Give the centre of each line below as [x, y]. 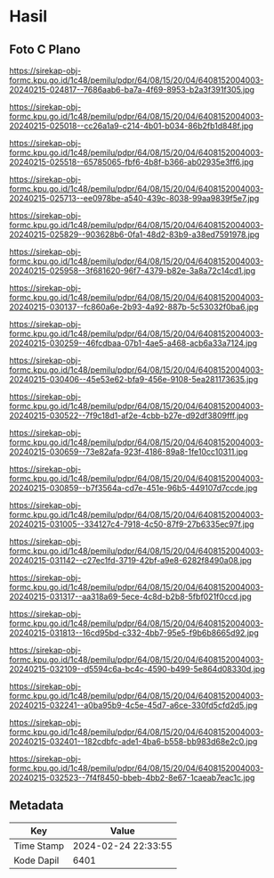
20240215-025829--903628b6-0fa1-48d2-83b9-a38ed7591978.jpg [134, 234]
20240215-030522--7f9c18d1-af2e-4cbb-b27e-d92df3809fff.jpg [129, 415]
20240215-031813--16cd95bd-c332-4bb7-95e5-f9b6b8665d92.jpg [134, 633]
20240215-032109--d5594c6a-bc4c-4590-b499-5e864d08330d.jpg [137, 669]
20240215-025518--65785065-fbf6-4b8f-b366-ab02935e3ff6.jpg [132, 162]
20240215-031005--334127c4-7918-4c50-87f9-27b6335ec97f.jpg [132, 524]
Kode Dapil [36, 860]
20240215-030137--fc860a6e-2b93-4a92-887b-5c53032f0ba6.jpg [134, 307]
